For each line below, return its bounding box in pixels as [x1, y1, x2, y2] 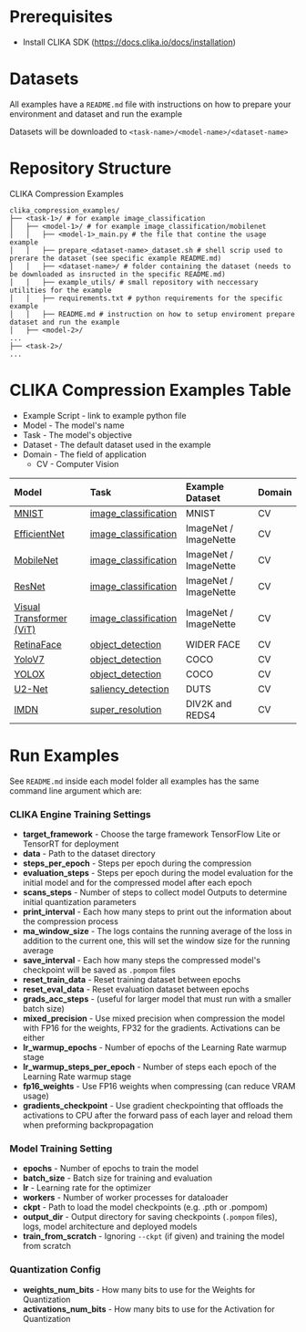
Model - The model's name [22, 420, 125, 431]
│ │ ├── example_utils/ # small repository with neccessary [9, 277, 259, 286]
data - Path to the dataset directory [22, 848, 157, 859]
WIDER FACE [185, 638, 241, 650]
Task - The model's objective [22, 429, 133, 440]
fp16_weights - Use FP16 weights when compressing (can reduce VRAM [22, 1080, 296, 1091]
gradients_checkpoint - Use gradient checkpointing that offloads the [22, 1099, 284, 1110]
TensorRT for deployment [22, 838, 119, 849]
